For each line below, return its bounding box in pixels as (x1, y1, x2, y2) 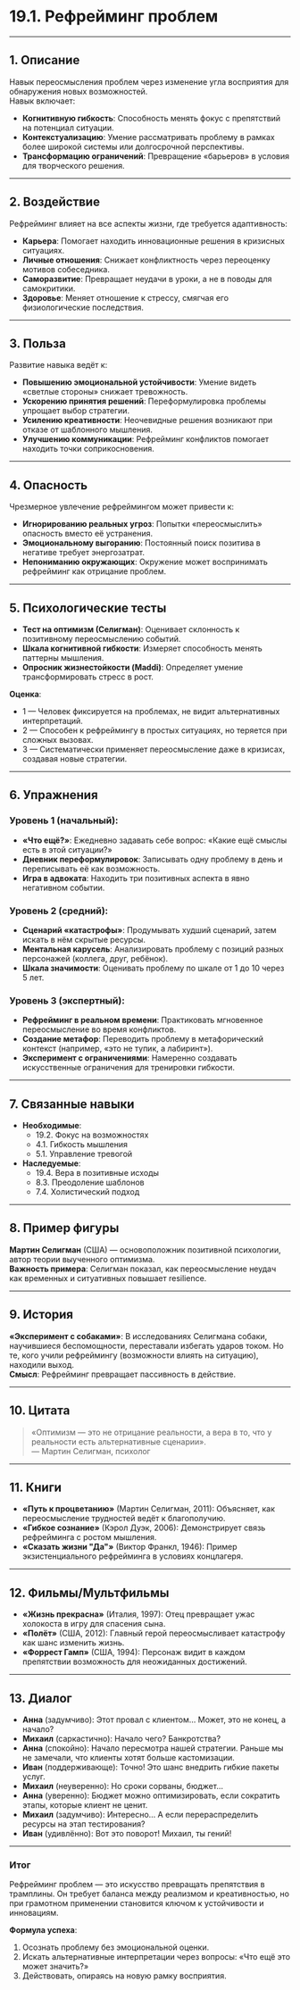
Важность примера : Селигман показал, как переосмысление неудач (9, 1263, 277, 1274)
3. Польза (9, 336, 67, 351)
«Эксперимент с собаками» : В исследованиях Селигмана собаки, (9, 1330, 268, 1341)
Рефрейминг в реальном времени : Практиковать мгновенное (21, 1015, 263, 1026)
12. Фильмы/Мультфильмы (9, 1585, 170, 1600)
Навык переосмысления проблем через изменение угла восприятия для (9, 76, 289, 87)
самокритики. (21, 283, 76, 294)
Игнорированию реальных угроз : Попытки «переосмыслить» (21, 519, 262, 529)
